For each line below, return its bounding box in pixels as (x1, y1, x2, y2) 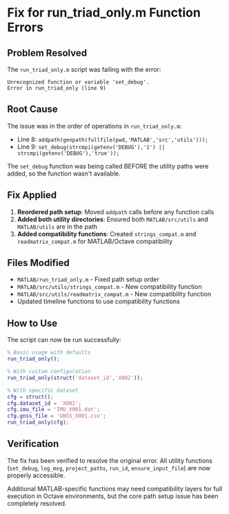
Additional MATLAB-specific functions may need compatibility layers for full (7, 484, 223, 493)
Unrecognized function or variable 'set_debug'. (7, 79, 150, 86)
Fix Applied (7, 189, 57, 201)
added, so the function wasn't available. (7, 169, 121, 178)
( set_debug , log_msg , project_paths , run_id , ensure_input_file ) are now (7, 464, 211, 472)
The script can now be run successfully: (7, 336, 121, 344)
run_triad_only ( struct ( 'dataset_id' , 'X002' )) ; (7, 374, 143, 381)
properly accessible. (7, 471, 66, 479)
